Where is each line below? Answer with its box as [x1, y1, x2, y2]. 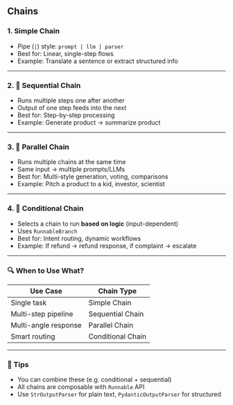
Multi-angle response [10, 320, 82, 330]
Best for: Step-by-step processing [17, 111, 115, 119]
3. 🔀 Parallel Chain [7, 142, 69, 152]
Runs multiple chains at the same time [17, 158, 126, 166]
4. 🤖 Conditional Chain [7, 204, 84, 213]
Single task [10, 298, 47, 307]
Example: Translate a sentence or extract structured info [17, 57, 179, 65]
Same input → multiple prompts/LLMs [17, 165, 126, 174]
